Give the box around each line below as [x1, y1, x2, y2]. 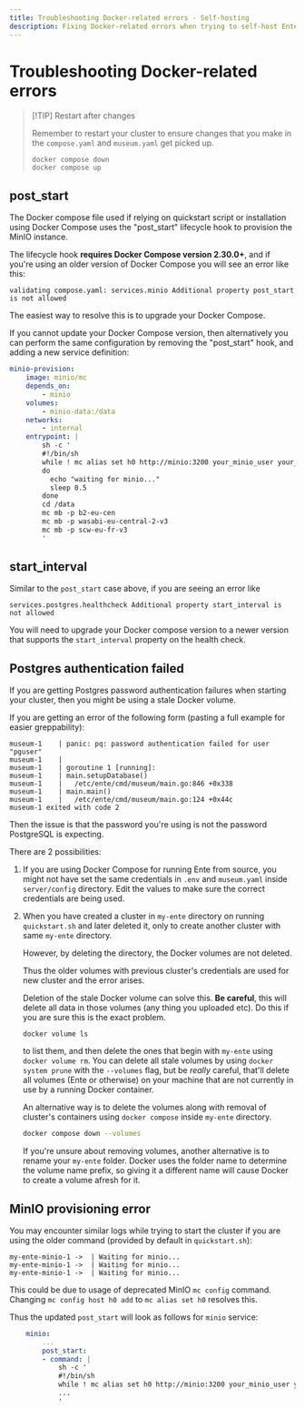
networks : [25, 415, 64, 424]
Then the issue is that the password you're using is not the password [9, 819, 268, 830]
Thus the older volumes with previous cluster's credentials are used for [22, 966, 290, 977]
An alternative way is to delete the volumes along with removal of [22, 1102, 267, 1113]
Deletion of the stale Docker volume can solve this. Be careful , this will [22, 993, 288, 1004]
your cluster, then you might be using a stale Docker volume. [9, 694, 237, 705]
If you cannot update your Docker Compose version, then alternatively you [9, 328, 289, 339]
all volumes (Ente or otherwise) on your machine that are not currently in [22, 1075, 294, 1086]
